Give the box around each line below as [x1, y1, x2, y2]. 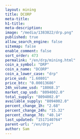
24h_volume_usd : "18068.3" [5, 85, 60, 90]
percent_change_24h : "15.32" [5, 108, 65, 113]
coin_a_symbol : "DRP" [5, 62, 50, 67]
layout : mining [5, 7, 36, 12]
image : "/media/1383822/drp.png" [5, 30, 74, 35]
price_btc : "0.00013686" [5, 80, 56, 85]
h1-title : [5, 21, 26, 26]
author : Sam [5, 126, 29, 131]
